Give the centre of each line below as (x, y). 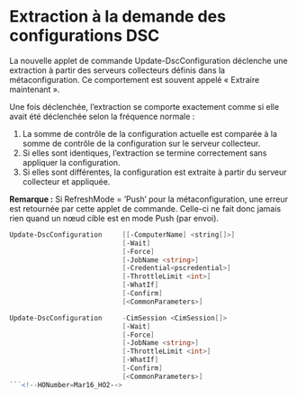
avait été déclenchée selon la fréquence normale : (102, 116)
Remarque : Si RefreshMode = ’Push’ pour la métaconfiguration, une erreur (148, 199)
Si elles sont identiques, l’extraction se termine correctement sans (144, 153)
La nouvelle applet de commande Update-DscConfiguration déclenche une (148, 60)
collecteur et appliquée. (66, 181)
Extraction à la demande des (118, 17)
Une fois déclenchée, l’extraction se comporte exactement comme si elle (144, 106)
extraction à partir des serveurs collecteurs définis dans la (117, 70)
